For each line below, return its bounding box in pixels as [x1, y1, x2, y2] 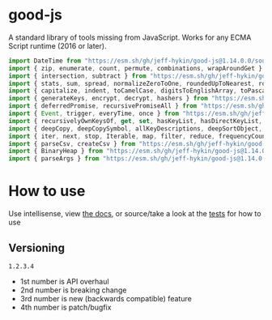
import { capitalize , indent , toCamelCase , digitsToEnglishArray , [8, 87, 237, 95]
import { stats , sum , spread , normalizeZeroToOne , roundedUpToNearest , [8, 79, 255, 87]
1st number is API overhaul [19, 276, 109, 286]
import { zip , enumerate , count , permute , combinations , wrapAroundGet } [8, 64, 263, 72]
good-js [8, 6, 63, 24]
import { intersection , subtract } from [8, 71, 147, 80]
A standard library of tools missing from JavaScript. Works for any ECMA [8, 32, 252, 42]
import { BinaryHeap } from [8, 147, 104, 156]
